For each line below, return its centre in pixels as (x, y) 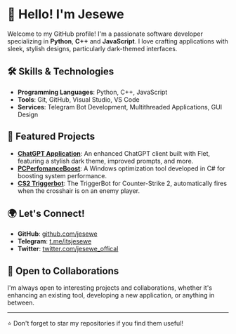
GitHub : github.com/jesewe (57, 234)
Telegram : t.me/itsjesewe (54, 241)
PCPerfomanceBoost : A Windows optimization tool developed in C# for (122, 168)
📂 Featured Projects (51, 136)
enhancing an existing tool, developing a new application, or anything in (111, 295)
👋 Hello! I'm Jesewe (66, 14)
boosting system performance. (62, 175)
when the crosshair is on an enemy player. (79, 191)
